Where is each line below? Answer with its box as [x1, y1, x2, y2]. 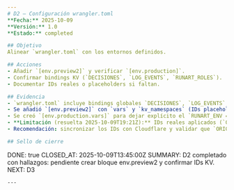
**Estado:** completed [7, 29, 73, 37]
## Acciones [7, 61, 42, 68]
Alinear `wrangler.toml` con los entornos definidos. [7, 49, 167, 56]
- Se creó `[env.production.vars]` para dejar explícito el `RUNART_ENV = [7, 113, 229, 120]
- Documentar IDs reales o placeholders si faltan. [7, 81, 160, 88]
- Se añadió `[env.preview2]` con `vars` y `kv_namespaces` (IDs [7, 106, 201, 113]
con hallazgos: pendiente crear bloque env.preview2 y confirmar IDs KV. [7, 158, 214, 166]
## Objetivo [7, 42, 42, 49]
